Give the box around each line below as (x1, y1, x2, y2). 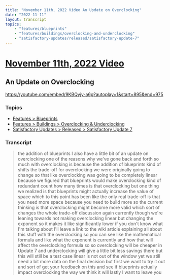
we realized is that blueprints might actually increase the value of (17, 189, 154, 195)
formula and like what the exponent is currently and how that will (17, 237, 153, 243)
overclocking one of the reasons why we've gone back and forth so (17, 156, 159, 162)
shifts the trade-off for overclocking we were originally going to (17, 167, 151, 173)
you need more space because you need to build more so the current (17, 199, 163, 205)
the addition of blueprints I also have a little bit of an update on (17, 150, 149, 157)
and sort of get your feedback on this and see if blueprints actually (17, 264, 157, 270)
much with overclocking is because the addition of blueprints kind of (17, 161, 161, 168)
